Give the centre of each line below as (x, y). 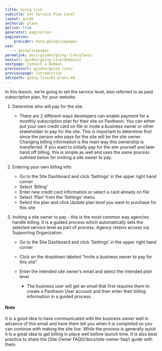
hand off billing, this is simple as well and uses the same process (84, 152)
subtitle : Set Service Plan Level (40, 14)
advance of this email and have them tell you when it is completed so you (79, 324)
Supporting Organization (37, 232)
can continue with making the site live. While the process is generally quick (81, 329)
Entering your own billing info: (42, 167)
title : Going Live (24, 10)
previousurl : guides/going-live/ (39, 69)
